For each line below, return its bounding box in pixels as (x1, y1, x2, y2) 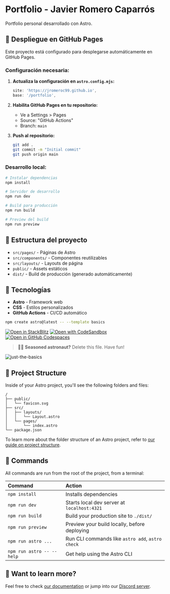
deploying (65, 527, 90, 534)
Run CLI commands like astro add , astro (65, 535, 162, 542)
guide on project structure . (5, 442, 61, 448)
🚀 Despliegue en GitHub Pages (5, 35, 103, 44)
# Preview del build (5, 217, 49, 222)
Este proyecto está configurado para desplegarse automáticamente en (5, 48, 153, 54)
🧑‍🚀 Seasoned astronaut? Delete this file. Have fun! (17, 344, 125, 350)
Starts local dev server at (65, 499, 125, 506)
